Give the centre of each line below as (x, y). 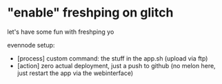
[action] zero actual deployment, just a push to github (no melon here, (116, 65)
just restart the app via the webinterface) (75, 73)
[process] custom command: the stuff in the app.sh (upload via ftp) (112, 58)
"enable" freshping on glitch (90, 13)
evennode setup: (31, 45)
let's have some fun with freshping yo (61, 32)
